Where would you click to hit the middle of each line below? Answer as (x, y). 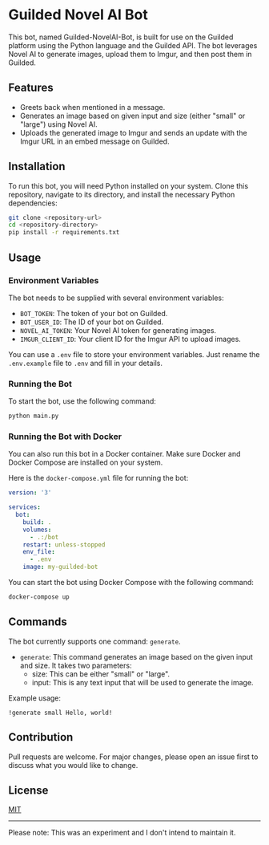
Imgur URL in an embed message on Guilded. (94, 141)
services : (25, 507)
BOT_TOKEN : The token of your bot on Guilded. (94, 313)
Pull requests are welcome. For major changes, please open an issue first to (133, 757)
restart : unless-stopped (64, 544)
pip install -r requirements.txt (64, 233)
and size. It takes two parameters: (76, 665)
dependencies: (33, 203)
